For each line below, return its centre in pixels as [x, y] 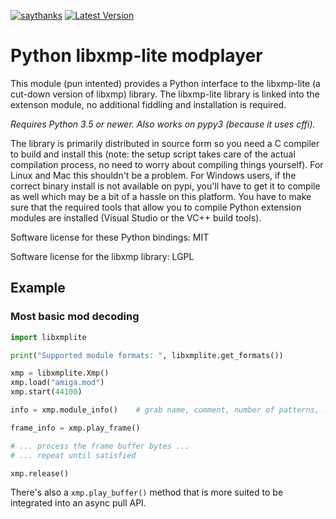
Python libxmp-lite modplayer [136, 56]
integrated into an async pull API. [78, 503]
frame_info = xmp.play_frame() [75, 428]
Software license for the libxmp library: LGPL [102, 256]
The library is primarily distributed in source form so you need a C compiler [165, 143]
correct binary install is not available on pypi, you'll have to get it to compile [165, 186]
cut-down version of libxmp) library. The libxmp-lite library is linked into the [165, 94]
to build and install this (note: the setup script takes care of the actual [153, 154]
